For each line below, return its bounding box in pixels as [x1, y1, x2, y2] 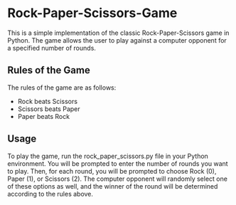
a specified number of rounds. [7, 43, 96, 52]
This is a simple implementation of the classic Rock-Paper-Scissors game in [7, 28, 230, 37]
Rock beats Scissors [17, 97, 78, 105]
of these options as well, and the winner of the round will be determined [7, 182, 218, 190]
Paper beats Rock [17, 112, 70, 120]
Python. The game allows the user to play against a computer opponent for [7, 36, 227, 44]
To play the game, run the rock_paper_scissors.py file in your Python [7, 152, 208, 160]
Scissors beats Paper [17, 105, 80, 113]
